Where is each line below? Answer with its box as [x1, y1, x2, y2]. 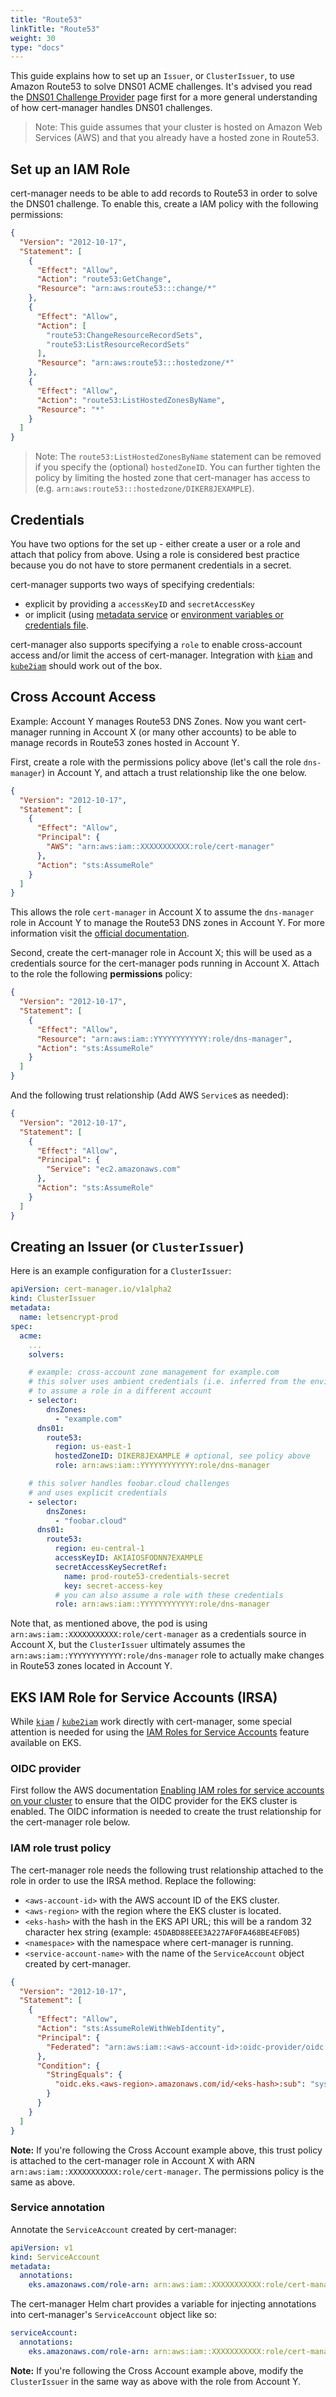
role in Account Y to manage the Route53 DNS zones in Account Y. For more [10, 917, 325, 929]
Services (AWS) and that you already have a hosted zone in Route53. [34, 132, 320, 144]
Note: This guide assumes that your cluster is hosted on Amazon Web [34, 121, 323, 133]
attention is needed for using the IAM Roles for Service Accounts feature [10, 1726, 310, 1738]
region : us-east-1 [54, 1442, 132, 1452]
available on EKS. [10, 1737, 82, 1749]
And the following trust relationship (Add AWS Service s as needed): [10, 1089, 289, 1101]
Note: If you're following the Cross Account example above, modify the [10, 2364, 304, 2376]
